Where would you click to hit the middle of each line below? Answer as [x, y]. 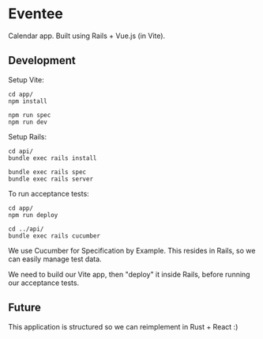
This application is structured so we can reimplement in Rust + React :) [123, 326]
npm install [28, 101]
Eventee [36, 14]
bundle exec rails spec [47, 172]
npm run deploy [33, 215]
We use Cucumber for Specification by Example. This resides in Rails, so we [132, 250]
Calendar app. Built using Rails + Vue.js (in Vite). [87, 36]
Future [25, 308]
